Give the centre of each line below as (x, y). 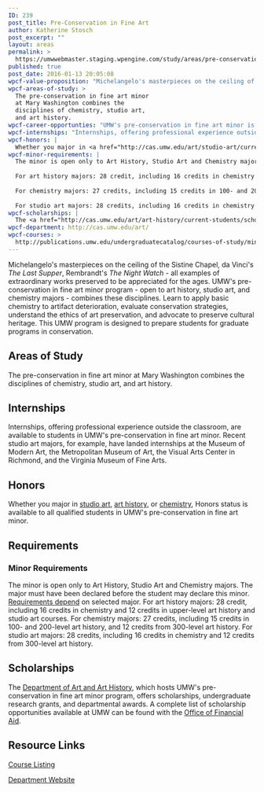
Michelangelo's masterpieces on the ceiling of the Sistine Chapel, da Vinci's (131, 264)
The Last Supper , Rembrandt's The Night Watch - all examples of (114, 273)
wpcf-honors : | (33, 140)
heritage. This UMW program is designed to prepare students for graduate (128, 322)
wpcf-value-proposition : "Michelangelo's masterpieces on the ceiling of (132, 81)
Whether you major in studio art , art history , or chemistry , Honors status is (128, 504)
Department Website (42, 779)
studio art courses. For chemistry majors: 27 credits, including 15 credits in (129, 618)
